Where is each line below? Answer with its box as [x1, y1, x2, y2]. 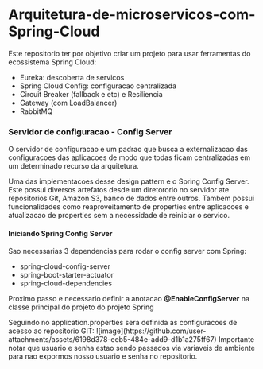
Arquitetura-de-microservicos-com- [8, 6, 256, 24]
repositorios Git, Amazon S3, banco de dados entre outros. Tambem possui [8, 193, 255, 204]
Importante [218, 335, 255, 344]
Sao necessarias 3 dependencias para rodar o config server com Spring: [8, 247, 246, 256]
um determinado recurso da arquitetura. [8, 161, 139, 171]
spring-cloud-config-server [19, 262, 111, 271]
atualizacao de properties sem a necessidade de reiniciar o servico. [8, 211, 230, 220]
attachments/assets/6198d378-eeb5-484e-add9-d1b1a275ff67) [8, 335, 217, 344]
